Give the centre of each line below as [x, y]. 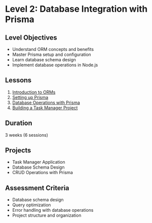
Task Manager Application [38, 162]
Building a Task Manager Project [45, 108]
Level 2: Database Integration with [76, 9]
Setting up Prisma [30, 97]
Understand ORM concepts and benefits [53, 49]
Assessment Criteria [37, 188]
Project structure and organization [47, 215]
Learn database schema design [44, 60]
